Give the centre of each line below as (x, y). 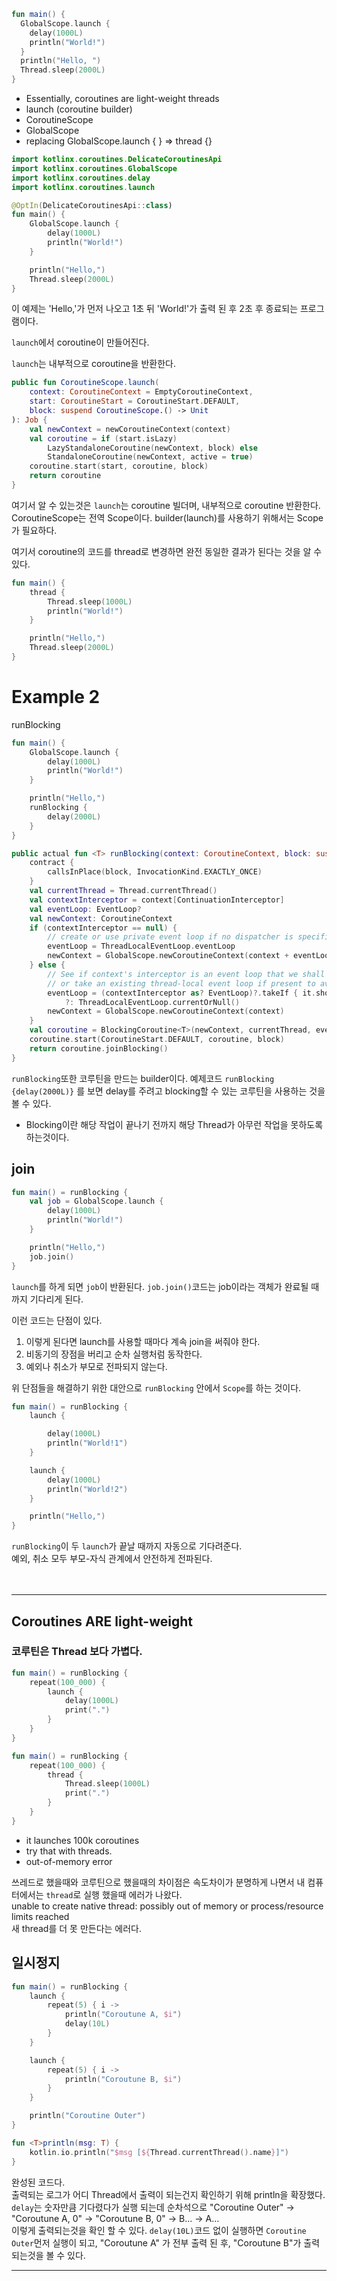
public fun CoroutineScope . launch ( (85, 383)
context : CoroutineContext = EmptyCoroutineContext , (141, 392)
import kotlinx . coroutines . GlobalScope (94, 168)
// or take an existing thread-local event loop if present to (181, 983)
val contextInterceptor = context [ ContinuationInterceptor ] (157, 900)
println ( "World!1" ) (88, 1443)
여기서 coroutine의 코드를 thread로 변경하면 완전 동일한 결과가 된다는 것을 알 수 (167, 551)
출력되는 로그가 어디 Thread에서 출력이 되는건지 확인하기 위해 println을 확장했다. (168, 2194)
